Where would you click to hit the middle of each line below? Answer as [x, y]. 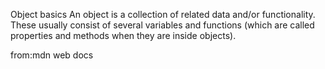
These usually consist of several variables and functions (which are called [162, 25]
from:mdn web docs [52, 55]
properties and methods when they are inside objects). [123, 35]
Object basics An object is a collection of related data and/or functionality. [163, 14]
